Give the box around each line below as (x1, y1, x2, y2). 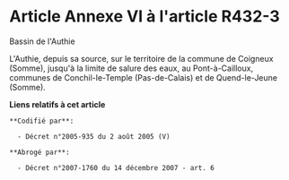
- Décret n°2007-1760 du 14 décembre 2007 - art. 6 (17, 163, 215, 172)
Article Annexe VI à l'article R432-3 (9, 6, 280, 27)
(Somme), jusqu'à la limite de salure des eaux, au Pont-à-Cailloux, (9, 63, 254, 73)
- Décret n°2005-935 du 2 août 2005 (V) (17, 132, 171, 141)
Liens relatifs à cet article (9, 99, 106, 109)
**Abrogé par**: (9, 148, 70, 157)
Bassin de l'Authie (9, 36, 75, 47)
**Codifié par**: (9, 116, 74, 125)
